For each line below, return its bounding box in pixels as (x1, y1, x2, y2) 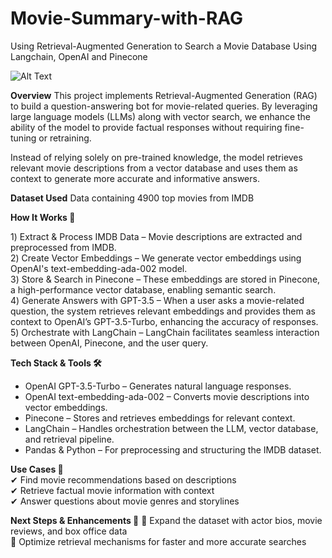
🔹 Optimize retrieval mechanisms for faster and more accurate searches (10, 535, 307, 547)
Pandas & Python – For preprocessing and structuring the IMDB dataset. (24, 443, 322, 456)
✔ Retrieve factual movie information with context (10, 484, 215, 496)
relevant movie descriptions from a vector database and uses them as (10, 162, 298, 174)
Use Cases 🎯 (10, 463, 64, 475)
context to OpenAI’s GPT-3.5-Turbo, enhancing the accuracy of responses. (10, 315, 319, 327)
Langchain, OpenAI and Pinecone (10, 50, 148, 62)
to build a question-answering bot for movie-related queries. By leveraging (10, 100, 318, 112)
